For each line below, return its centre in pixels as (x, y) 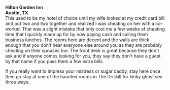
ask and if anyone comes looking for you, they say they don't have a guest (83, 56)
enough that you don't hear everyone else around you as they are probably (84, 45)
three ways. (18, 82)
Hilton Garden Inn (24, 7)
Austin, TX (17, 13)
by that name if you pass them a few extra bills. (55, 61)
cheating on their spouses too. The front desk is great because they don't (82, 51)
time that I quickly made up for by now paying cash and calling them (77, 34)
